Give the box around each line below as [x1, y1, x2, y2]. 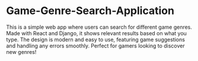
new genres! [6, 48, 37, 55]
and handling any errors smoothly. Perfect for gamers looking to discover [6, 42, 185, 49]
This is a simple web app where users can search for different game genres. [6, 23, 193, 30]
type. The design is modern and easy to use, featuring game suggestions [6, 36, 186, 43]
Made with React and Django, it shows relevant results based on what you [6, 29, 187, 36]
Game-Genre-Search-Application [6, 4, 175, 18]
